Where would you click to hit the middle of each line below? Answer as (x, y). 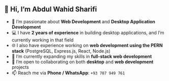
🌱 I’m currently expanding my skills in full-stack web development (82, 56)
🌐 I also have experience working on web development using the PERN (87, 45)
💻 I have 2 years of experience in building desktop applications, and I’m (88, 32)
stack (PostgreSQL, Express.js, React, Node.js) (61, 51)
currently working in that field (43, 40)
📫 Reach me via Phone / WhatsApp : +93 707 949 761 (68, 73)
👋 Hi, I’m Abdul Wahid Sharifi (51, 9)
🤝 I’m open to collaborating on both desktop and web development (82, 62)
